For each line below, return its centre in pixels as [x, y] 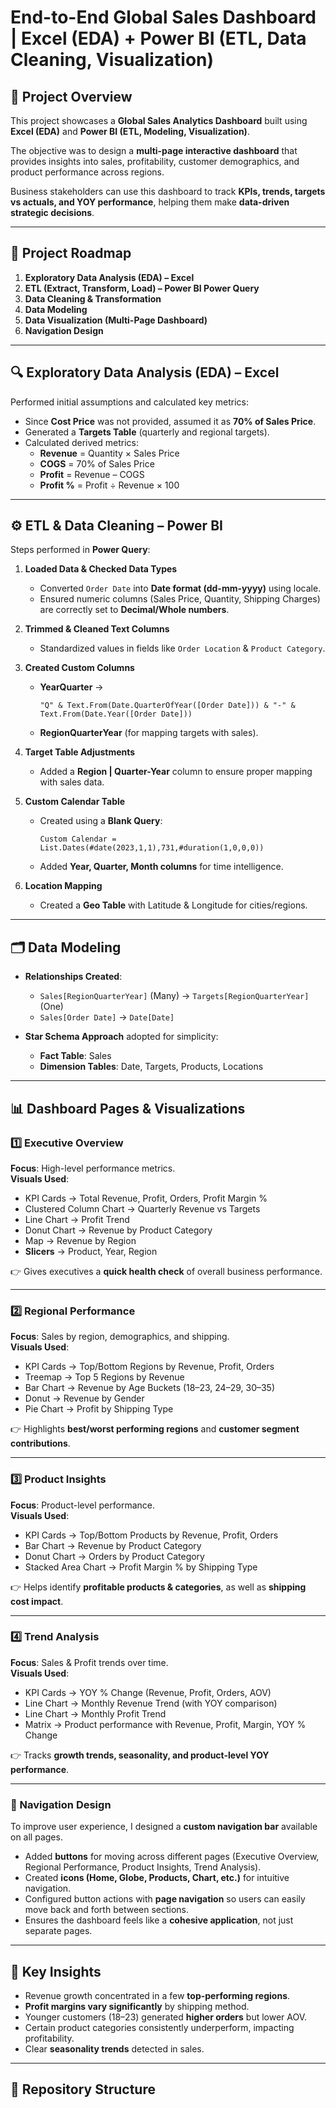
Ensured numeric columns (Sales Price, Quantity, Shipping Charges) [180, 599]
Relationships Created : [73, 977]
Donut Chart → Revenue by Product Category [118, 1230]
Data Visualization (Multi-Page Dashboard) [116, 320]
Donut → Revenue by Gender [84, 1398]
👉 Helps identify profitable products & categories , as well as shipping [158, 1587]
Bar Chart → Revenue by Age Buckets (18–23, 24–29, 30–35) [150, 1388]
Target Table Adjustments [80, 752]
